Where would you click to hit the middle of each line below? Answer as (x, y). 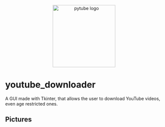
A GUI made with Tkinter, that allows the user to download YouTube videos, (83, 98)
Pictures (18, 120)
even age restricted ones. (31, 104)
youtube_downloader (50, 85)
